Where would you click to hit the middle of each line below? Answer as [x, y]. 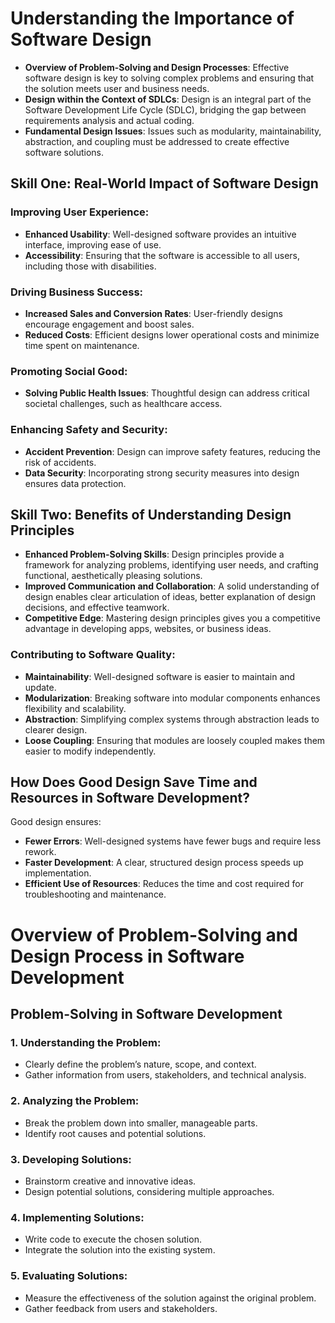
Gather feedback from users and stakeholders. [121, 1308]
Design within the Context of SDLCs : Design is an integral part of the [168, 99]
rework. [40, 852]
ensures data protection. [75, 483]
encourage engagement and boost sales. [109, 324]
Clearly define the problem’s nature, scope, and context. [140, 1064]
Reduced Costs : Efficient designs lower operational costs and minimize [172, 334]
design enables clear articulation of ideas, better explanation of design [170, 597]
